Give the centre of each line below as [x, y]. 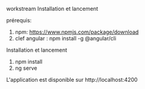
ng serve [26, 68]
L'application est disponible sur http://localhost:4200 [72, 80]
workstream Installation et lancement [52, 9]
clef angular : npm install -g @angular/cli [66, 38]
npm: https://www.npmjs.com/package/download [77, 32]
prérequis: [19, 20]
